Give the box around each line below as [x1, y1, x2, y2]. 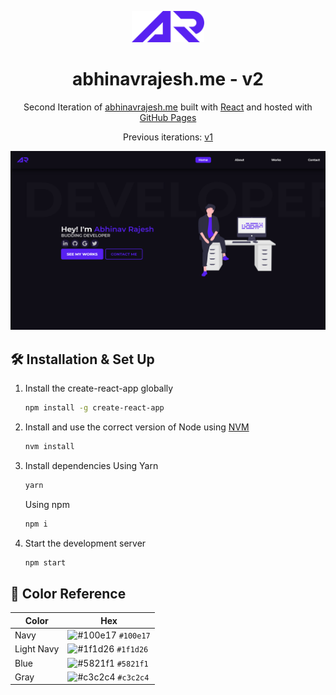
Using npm [24, 498, 70, 510]
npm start [24, 557, 67, 568]
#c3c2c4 [117, 672, 150, 683]
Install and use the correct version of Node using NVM [24, 421, 250, 433]
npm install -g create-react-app [24, 403, 165, 413]
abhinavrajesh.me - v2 [72, 68, 264, 91]
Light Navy [14, 643, 60, 655]
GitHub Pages [139, 111, 197, 123]
